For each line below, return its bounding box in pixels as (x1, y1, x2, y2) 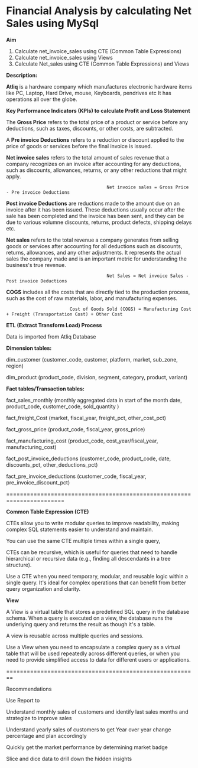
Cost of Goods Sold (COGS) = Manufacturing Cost (69, 306, 192, 312)
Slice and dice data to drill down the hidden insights (6, 755, 132, 762)
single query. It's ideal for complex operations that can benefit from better (6, 579, 186, 586)
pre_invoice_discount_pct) (6, 479, 70, 486)
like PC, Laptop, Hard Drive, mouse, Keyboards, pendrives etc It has (6, 89, 171, 96)
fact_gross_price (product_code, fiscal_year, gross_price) (6, 425, 145, 432)
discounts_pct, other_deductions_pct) (6, 461, 98, 468)
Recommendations (6, 685, 52, 692)
